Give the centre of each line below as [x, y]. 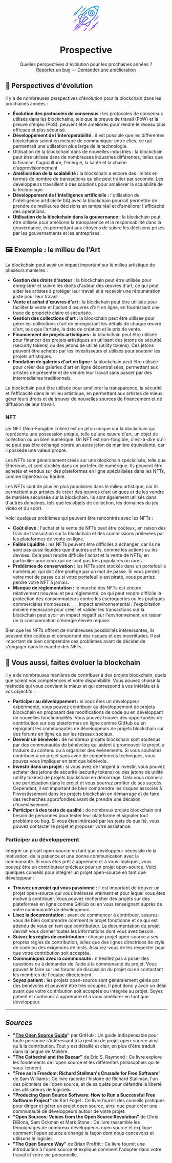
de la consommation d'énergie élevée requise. [61, 620]
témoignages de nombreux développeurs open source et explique [82, 1127]
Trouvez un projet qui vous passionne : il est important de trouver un [86, 888]
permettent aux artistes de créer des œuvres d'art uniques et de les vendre [85, 492]
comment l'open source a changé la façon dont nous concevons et [83, 1133]
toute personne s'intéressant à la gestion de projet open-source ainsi [85, 1040]
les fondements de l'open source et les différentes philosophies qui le [86, 1062]
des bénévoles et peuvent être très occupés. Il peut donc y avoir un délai [90, 985]
